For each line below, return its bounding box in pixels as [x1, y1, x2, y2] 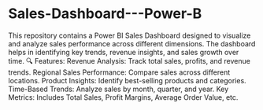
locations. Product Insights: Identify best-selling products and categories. [8, 75, 246, 85]
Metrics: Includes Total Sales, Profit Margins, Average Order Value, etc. [8, 92, 239, 102]
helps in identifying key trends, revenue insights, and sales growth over [8, 47, 239, 57]
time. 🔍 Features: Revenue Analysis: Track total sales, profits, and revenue [8, 56, 250, 65]
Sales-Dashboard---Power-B [8, 5, 202, 23]
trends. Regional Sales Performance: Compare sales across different [8, 68, 231, 77]
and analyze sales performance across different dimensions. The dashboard [8, 38, 256, 48]
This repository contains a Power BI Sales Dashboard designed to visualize [8, 31, 251, 40]
